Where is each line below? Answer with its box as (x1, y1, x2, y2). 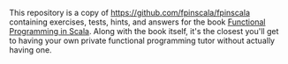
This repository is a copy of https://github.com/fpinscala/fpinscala (9, 8, 250, 18)
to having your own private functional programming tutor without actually (9, 35, 276, 46)
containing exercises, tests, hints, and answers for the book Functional (9, 17, 266, 27)
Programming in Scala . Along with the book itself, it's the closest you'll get (9, 26, 279, 36)
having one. (9, 45, 52, 55)
